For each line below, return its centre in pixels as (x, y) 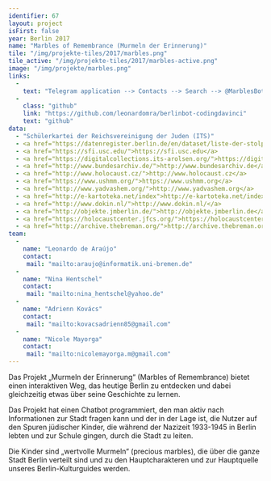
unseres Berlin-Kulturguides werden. (69, 468)
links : (19, 76)
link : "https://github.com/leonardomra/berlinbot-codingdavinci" (135, 114)
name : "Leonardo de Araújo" (70, 249)
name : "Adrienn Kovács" (63, 309)
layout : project (35, 23)
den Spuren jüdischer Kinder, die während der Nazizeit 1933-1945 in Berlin (132, 427)
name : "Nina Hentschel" (63, 279)
